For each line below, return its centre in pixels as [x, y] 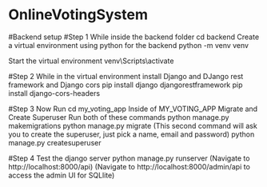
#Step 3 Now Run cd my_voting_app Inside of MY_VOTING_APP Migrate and [133, 109]
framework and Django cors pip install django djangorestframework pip [126, 85]
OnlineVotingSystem [78, 15]
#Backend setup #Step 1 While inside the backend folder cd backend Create [134, 37]
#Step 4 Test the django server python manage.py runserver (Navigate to [129, 158]
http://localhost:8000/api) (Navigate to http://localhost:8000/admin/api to [129, 166]
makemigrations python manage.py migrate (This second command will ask [133, 125]
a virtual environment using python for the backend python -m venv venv [129, 45]
